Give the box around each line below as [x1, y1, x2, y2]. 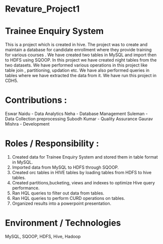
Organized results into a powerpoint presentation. [12, 200, 112, 206]
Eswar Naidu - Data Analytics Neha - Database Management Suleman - [5, 111, 148, 117]
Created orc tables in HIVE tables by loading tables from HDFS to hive [12, 170, 152, 175]
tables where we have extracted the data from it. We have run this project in [5, 73, 157, 79]
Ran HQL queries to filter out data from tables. [12, 190, 104, 196]
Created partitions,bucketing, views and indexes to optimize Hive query [12, 180, 155, 185]
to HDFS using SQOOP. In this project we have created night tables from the [5, 57, 157, 63]
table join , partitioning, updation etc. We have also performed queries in [5, 67, 149, 73]
